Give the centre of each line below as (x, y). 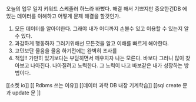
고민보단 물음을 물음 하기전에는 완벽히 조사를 (66, 51)
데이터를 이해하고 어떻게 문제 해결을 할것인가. (69, 16)
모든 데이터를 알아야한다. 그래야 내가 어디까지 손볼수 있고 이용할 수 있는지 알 (102, 29)
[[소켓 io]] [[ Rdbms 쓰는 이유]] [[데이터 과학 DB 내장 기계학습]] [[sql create (94, 85)
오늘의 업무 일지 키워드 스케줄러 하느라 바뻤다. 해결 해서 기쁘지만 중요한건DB (94, 9)
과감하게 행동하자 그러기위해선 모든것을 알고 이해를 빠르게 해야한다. (92, 43)
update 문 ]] (26, 93)
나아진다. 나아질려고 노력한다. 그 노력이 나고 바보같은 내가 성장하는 (107, 65)
